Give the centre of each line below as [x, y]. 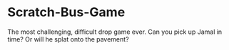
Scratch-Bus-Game [66, 12]
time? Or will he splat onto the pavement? [68, 39]
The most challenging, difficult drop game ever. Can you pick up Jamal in [115, 32]
